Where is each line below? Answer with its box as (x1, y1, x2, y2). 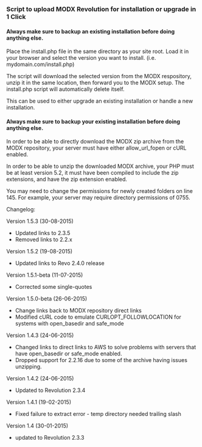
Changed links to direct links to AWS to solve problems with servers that (15, 344, 197, 351)
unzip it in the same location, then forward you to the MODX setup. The (6, 79, 185, 87)
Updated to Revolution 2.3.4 (15, 387, 86, 394)
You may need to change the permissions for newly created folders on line (6, 187, 193, 195)
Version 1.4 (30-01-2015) (6, 422, 69, 429)
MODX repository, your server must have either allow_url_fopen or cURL (6, 144, 187, 151)
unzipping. (15, 363, 42, 371)
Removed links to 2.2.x (15, 236, 73, 243)
